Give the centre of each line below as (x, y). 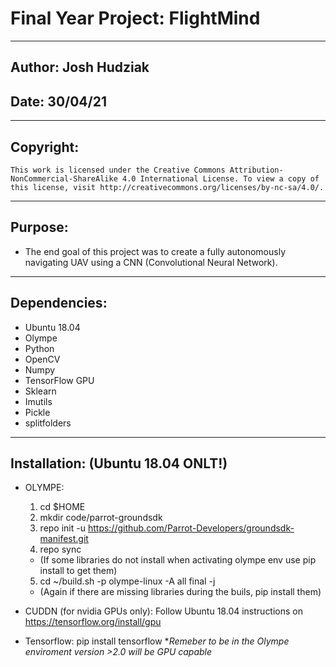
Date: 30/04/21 (59, 101)
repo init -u (62, 528)
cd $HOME (62, 507)
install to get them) (78, 571)
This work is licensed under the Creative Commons (118, 170)
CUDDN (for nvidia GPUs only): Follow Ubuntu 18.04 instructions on (164, 611)
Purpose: (39, 227)
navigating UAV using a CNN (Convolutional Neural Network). (151, 262)
